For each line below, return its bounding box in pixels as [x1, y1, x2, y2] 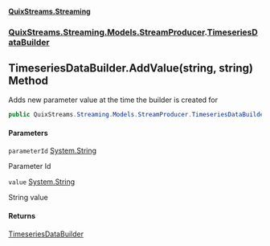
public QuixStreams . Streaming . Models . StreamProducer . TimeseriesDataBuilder [8, 111, 268, 119]
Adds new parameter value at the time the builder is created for [8, 95, 219, 105]
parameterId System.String [8, 146, 97, 156]
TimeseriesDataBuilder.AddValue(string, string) [8, 61, 253, 75]
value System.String [8, 177, 76, 187]
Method [8, 73, 49, 88]
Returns [8, 211, 36, 220]
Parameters [8, 128, 48, 137]
